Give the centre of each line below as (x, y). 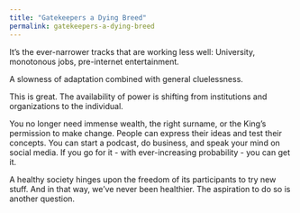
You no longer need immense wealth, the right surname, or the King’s (138, 124)
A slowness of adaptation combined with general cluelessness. (126, 79)
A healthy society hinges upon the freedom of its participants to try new (143, 179)
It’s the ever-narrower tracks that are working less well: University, (132, 51)
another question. (42, 199)
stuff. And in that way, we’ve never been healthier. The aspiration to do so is (150, 189)
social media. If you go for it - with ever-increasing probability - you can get (150, 152)
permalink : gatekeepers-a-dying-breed (82, 26)
